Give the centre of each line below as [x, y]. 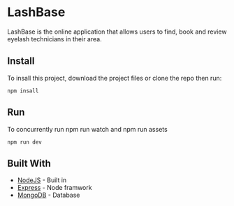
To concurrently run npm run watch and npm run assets [87, 129]
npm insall [23, 91]
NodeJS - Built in [42, 180]
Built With [29, 163]
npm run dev [24, 142]
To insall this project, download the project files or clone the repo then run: [115, 78]
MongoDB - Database [49, 195]
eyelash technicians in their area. [55, 39]
